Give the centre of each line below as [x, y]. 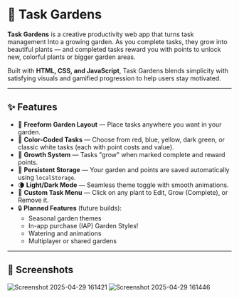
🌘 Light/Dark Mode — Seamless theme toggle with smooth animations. [123, 185]
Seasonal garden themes [65, 218]
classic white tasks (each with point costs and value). [96, 147]
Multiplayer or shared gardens [73, 240]
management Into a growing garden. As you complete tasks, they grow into [117, 41]
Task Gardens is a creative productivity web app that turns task [101, 34]
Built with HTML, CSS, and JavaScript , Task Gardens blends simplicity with [118, 70]
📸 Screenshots [41, 270]
